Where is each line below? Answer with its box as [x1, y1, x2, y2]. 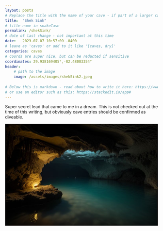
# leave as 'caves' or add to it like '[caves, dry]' [5, 44, 116, 49]
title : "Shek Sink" [5, 18, 47, 23]
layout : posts [5, 8, 34, 13]
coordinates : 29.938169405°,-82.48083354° [5, 59, 92, 64]
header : [5, 64, 21, 69]
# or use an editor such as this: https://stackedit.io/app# [5, 90, 131, 95]
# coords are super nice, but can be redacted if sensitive [5, 54, 130, 59]
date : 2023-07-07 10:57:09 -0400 [5, 39, 77, 44]
